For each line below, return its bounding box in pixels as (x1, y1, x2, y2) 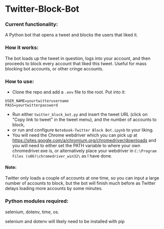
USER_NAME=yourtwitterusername (5, 99, 69, 104)
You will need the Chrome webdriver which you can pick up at (12, 132, 138, 138)
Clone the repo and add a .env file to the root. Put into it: (12, 89, 126, 95)
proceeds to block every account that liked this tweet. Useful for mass (5, 60, 147, 67)
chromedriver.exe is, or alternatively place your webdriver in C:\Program (12, 148, 157, 154)
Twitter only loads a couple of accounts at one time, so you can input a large (5, 175, 160, 181)
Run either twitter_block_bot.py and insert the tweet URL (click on (12, 112, 148, 117)
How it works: (5, 44, 39, 51)
